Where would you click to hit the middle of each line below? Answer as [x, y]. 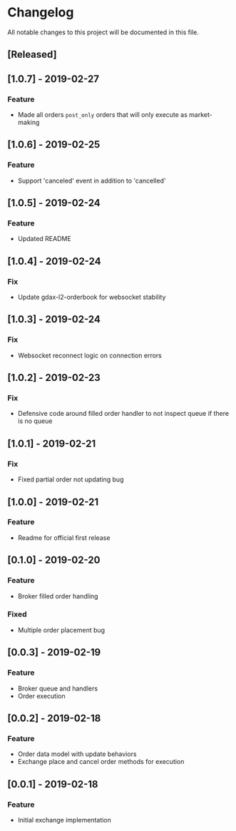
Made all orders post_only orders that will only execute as [102, 115]
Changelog [41, 12]
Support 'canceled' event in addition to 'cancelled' [92, 180]
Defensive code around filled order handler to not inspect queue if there [123, 414]
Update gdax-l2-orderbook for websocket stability [92, 297]
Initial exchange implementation [65, 820]
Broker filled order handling [58, 596]
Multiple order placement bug [61, 630]
